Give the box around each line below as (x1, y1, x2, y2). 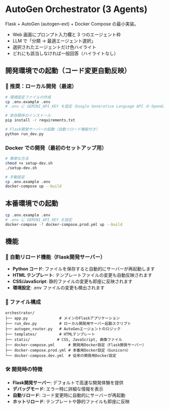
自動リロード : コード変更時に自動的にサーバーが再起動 (12, 392, 126, 398)
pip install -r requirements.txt (5, 118, 75, 123)
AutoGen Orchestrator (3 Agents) (5, 4, 148, 15)
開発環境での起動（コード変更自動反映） (5, 66, 131, 75)
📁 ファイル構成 (5, 298, 41, 305)
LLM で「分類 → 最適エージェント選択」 (12, 38, 96, 44)
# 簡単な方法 (5, 156, 29, 161)
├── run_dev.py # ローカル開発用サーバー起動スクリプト (5, 321, 132, 326)
